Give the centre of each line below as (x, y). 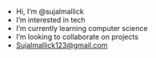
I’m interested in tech (50, 20)
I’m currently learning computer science (82, 28)
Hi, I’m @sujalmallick (50, 12)
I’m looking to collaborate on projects (77, 37)
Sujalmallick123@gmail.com (62, 45)
